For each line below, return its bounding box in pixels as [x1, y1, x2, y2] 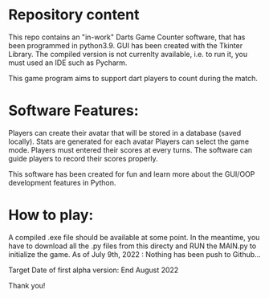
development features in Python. [8, 178, 116, 187]
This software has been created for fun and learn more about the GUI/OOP [8, 169, 255, 178]
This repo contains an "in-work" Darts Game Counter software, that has [8, 32, 246, 42]
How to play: [8, 206, 94, 224]
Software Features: [8, 102, 139, 120]
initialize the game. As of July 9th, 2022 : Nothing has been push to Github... [8, 249, 261, 259]
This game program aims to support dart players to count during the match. [8, 73, 259, 83]
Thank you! [8, 280, 46, 290]
